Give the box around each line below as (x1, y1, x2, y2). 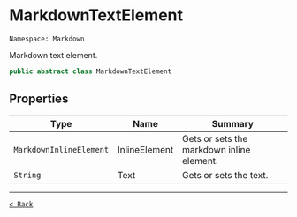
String (13, 169, 42, 180)
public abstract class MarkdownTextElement (9, 67, 172, 76)
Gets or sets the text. (182, 168, 269, 181)
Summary (211, 117, 255, 130)
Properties (9, 92, 69, 107)
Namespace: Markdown (9, 34, 86, 43)
